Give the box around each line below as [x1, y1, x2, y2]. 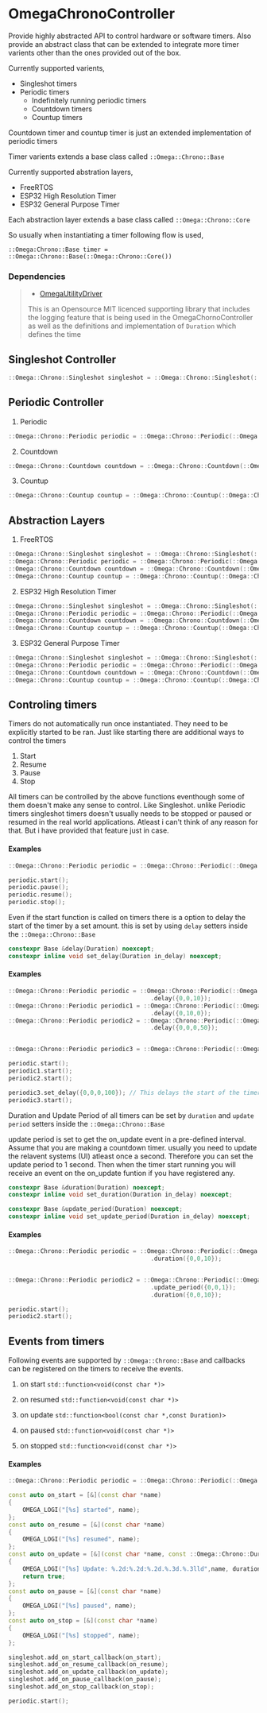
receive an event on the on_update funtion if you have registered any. [8, 1168, 236, 1177]
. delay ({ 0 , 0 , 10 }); [150, 994, 212, 1002]
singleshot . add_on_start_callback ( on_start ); [8, 1653, 161, 1661]
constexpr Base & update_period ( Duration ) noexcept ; [8, 1205, 183, 1213]
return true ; [22, 1572, 66, 1580]
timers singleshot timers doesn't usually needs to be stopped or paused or [8, 809, 252, 818]
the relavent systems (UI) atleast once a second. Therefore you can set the [8, 1151, 253, 1161]
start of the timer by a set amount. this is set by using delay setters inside [8, 921, 249, 930]
